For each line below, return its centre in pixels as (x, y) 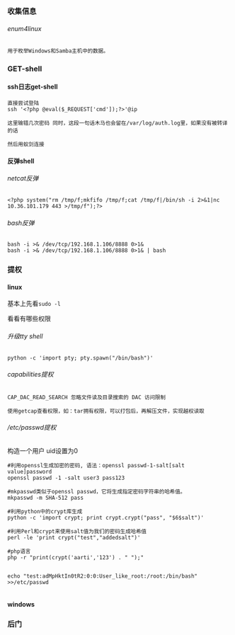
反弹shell (21, 161)
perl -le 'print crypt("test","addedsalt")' (74, 537)
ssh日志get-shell (33, 86)
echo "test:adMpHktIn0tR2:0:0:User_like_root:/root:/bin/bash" (103, 576)
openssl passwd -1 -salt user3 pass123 (66, 478)
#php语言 (19, 551)
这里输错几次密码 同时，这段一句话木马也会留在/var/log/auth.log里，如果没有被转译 (117, 123)
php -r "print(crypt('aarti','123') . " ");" (75, 557)
